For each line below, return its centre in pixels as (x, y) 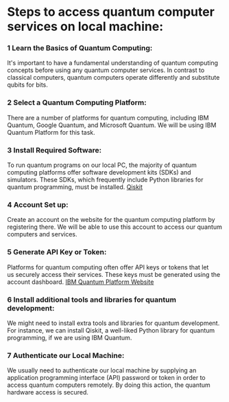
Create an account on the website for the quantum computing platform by (111, 220)
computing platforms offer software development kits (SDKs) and (99, 172)
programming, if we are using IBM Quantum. (70, 337)
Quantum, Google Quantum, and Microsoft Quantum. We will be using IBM (112, 125)
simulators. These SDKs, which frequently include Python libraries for (105, 180)
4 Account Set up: (38, 205)
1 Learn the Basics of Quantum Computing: (80, 48)
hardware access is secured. (48, 392)
